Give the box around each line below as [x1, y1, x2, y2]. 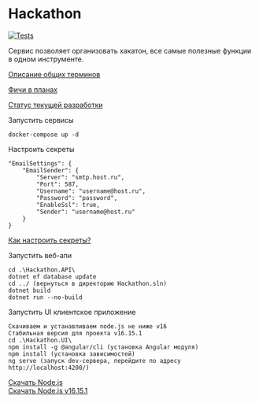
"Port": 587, [36, 180, 80, 188]
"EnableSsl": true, [36, 201, 101, 209]
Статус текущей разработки [8, 100, 104, 109]
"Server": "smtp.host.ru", [36, 173, 125, 181]
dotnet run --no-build [8, 293, 83, 301]
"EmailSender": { [22, 166, 80, 174]
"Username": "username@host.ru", [36, 187, 146, 195]
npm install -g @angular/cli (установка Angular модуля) [8, 343, 199, 351]
